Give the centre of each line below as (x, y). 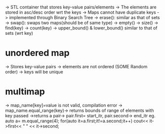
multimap (25, 92)
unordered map (38, 53)
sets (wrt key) (19, 33)
